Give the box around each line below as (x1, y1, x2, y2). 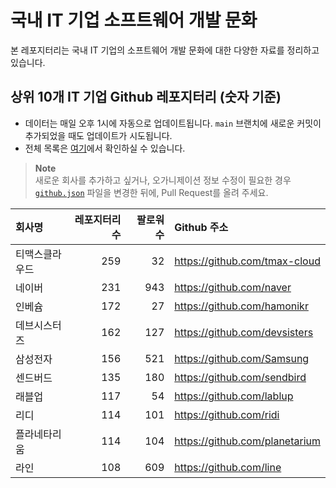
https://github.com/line (174, 460, 282, 474)
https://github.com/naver (174, 280, 292, 294)
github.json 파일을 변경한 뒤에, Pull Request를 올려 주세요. (34, 186, 269, 198)
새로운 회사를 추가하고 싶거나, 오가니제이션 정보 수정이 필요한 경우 (34, 174, 292, 186)
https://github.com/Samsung (174, 351, 310, 365)
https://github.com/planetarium (174, 434, 321, 448)
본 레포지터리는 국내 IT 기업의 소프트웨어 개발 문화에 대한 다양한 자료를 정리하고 (10, 44, 320, 56)
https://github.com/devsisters (174, 325, 314, 339)
